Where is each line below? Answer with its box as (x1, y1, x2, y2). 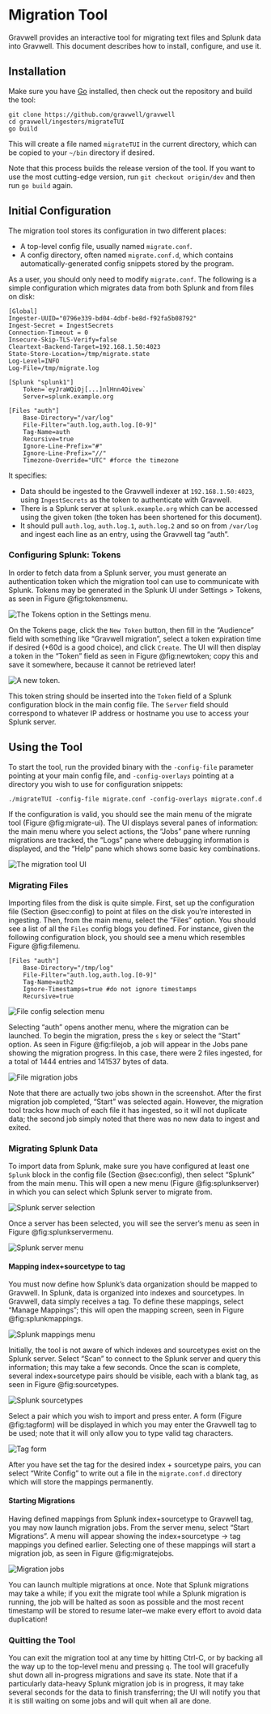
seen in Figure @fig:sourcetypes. (8, 1380, 120, 1390)
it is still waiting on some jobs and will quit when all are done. (8, 1695, 212, 1705)
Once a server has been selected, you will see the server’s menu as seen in (8, 1218, 260, 1228)
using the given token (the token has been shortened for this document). (19, 512, 263, 522)
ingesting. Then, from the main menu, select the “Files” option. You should (8, 915, 256, 925)
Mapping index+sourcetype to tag (8, 1261, 125, 1271)
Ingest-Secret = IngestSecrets (8, 321, 114, 329)
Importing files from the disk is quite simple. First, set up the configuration (8, 898, 255, 908)
